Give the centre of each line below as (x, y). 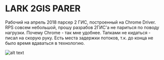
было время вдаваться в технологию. (45, 43)
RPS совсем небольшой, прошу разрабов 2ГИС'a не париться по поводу (82, 27)
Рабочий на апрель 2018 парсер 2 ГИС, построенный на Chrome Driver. (81, 22)
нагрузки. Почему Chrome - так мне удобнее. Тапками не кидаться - (78, 32)
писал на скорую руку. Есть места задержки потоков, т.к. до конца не (79, 38)
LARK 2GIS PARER (43, 9)
